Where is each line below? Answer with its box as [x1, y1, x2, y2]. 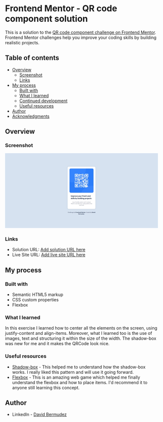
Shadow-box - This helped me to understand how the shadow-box [12, 364, 146, 370]
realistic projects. [5, 39, 40, 45]
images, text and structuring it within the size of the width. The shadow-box [5, 335, 157, 341]
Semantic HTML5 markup [12, 292, 64, 297]
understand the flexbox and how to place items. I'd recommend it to [12, 379, 148, 385]
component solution [5, 13, 88, 24]
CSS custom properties [12, 297, 59, 303]
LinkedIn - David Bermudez [12, 412, 67, 418]
